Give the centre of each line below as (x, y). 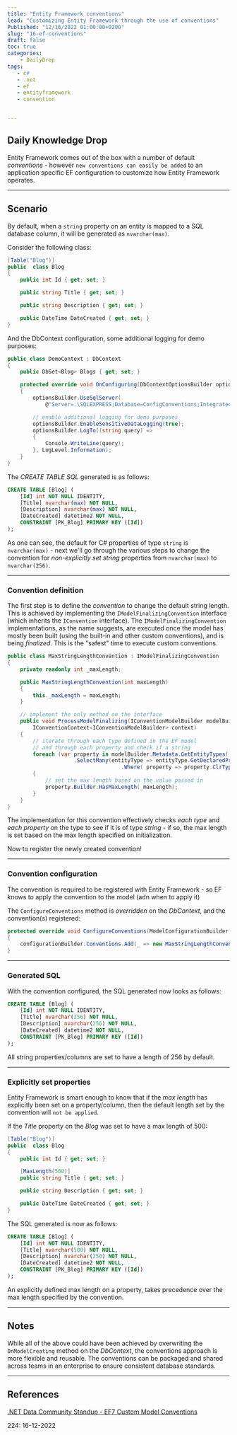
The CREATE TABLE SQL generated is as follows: (78, 477)
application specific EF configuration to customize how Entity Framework (114, 172)
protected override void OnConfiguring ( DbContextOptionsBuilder (116, 385)
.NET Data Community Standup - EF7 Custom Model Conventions (102, 1412)
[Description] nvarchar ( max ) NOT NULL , (79, 509)
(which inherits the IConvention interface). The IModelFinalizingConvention (117, 621)
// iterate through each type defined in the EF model (115, 741)
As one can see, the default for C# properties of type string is (98, 543)
